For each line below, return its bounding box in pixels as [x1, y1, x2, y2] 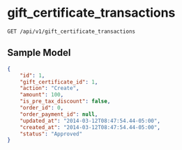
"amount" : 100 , [20, 91, 64, 98]
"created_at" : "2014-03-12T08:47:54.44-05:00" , [20, 123, 160, 130]
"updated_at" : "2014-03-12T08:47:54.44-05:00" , [20, 117, 160, 124]
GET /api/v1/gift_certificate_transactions [7, 28, 136, 35]
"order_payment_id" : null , [20, 110, 98, 118]
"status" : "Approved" [20, 130, 82, 137]
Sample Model [7, 47, 71, 59]
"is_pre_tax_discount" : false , [20, 98, 111, 105]
